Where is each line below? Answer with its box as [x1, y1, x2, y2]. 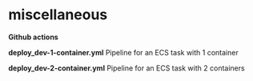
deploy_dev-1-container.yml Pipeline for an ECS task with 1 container [8, 47, 239, 57]
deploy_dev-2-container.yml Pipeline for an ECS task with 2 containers [8, 63, 246, 73]
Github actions [8, 32, 58, 42]
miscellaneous [8, 6, 108, 24]
